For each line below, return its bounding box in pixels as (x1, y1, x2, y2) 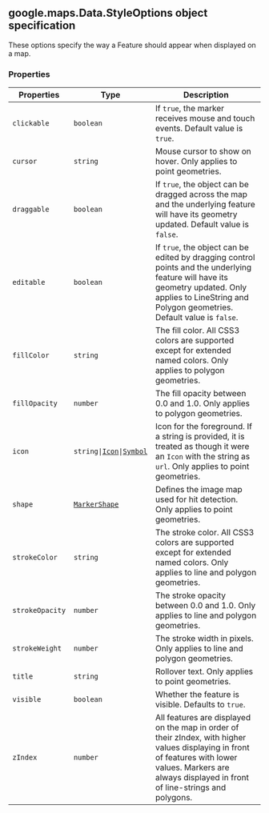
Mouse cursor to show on (155, 146, 251, 157)
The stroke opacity (155, 590, 227, 601)
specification (8, 19, 76, 33)
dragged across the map (155, 189, 248, 200)
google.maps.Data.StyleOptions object (8, 6, 208, 20)
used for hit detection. (155, 494, 239, 505)
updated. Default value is (155, 219, 250, 230)
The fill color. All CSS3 (155, 325, 240, 336)
